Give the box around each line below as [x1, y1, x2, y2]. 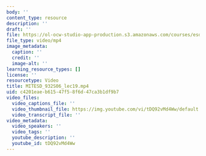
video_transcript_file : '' [12, 112, 81, 118]
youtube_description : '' [12, 135, 75, 141]
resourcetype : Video [6, 77, 59, 84]
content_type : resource [6, 15, 67, 21]
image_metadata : [6, 44, 48, 50]
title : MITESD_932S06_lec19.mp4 [6, 84, 89, 90]
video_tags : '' [12, 129, 51, 135]
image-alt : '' [12, 60, 48, 66]
